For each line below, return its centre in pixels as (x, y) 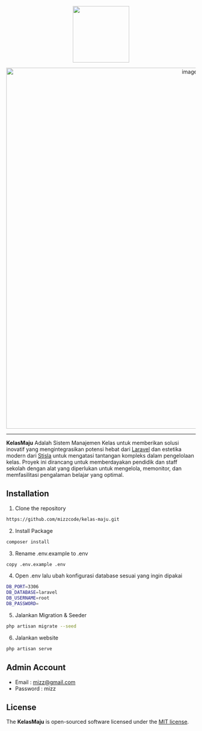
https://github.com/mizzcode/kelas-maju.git (63, 519)
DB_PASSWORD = (23, 604)
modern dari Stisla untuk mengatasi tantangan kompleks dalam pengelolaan (100, 456)
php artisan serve (29, 649)
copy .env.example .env (36, 564)
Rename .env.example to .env (51, 553)
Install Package (34, 530)
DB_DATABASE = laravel (32, 593)
